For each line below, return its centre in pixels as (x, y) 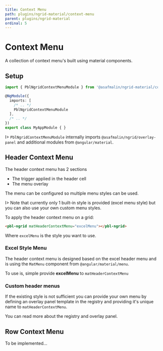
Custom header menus (33, 286)
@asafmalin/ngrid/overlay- (129, 137)
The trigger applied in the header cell (49, 179)
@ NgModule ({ (17, 96)
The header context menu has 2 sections (46, 169)
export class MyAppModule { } (36, 128)
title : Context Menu (26, 9)
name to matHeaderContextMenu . (36, 307)
